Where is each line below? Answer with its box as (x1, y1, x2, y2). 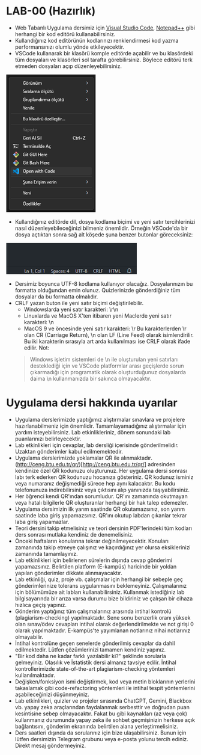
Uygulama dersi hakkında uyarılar (6, 396, 178, 410)
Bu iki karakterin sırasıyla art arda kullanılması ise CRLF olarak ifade (23, 337, 191, 345)
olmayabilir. (14, 633, 44, 640)
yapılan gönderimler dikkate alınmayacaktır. (14, 569, 122, 576)
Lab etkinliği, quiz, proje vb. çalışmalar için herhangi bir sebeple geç (14, 576, 184, 583)
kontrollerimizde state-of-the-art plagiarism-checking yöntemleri (14, 665, 175, 672)
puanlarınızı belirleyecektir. (14, 435, 82, 442)
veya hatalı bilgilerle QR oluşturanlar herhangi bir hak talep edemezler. (14, 499, 188, 506)
